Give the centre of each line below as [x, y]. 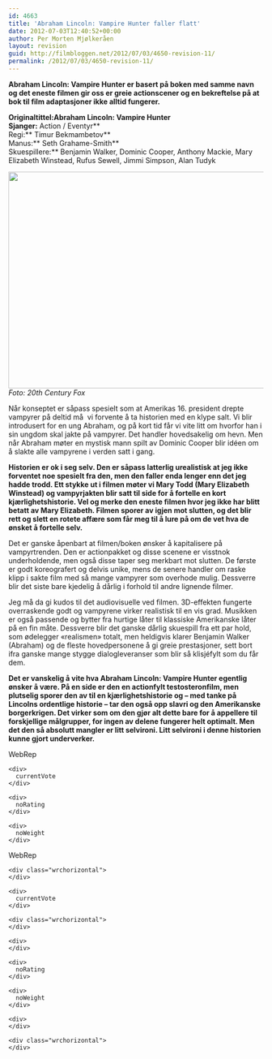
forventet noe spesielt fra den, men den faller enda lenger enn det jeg [127, 476]
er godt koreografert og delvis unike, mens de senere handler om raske [127, 569]
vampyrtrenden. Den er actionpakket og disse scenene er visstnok [119, 552]
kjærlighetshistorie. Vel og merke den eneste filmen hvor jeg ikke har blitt [134, 502]
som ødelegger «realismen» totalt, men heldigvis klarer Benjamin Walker [129, 636]
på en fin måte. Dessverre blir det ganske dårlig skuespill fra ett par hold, [130, 628]
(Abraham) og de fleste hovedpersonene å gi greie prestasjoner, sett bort [130, 645]
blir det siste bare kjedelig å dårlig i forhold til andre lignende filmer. [121, 586]
